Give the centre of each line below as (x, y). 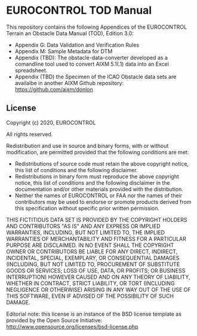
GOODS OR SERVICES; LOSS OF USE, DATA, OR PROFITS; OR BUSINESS (96, 270)
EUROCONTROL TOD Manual (79, 10)
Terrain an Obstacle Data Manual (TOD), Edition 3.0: (70, 33)
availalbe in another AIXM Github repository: (69, 83)
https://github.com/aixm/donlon (54, 89)
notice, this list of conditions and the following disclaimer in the (92, 182)
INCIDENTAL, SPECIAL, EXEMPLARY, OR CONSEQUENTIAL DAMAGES (93, 258)
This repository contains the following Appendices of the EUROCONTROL (96, 27)
